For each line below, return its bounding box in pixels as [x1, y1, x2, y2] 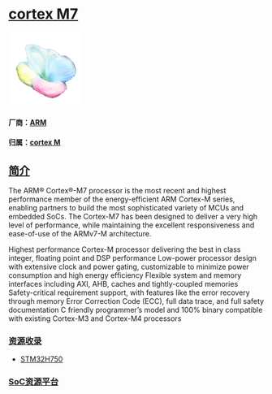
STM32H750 [19, 354, 63, 364]
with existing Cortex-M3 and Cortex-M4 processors [8, 314, 182, 323]
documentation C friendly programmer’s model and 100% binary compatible [8, 305, 263, 314]
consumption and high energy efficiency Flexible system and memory [8, 270, 242, 280]
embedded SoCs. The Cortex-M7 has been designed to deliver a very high [8, 211, 258, 221]
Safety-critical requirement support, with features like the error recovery [8, 288, 250, 297]
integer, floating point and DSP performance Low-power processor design [8, 253, 257, 262]
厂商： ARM [8, 117, 47, 127]
